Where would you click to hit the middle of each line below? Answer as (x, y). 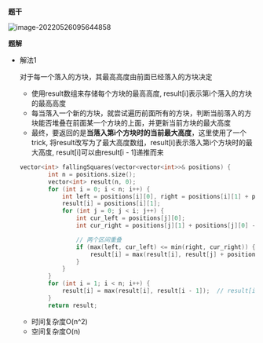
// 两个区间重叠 (99, 239)
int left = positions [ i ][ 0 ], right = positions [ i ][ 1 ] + (155, 196)
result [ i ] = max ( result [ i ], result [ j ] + (157, 254)
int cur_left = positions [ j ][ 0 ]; (131, 218)
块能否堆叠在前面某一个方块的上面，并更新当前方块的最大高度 (131, 123)
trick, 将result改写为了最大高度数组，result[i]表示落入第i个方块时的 (138, 142)
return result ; (73, 305)
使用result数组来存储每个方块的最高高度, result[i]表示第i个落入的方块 (142, 93)
